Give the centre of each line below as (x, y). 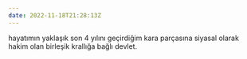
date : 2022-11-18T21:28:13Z (55, 15)
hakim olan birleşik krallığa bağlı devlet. (73, 46)
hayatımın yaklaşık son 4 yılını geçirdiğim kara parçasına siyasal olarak (123, 38)
